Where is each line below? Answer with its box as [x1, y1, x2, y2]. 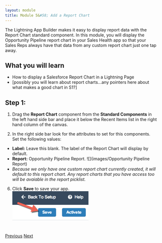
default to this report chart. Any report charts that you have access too [12, 171, 155, 177]
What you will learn [5, 61, 65, 70]
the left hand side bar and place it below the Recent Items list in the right [12, 117, 157, 122]
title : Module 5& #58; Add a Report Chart [5, 13, 90, 18]
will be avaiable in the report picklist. [12, 177, 86, 182]
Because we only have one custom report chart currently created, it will [12, 166, 156, 172]
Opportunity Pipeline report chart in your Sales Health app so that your [5, 37, 146, 43]
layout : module [5, 8, 36, 13]
